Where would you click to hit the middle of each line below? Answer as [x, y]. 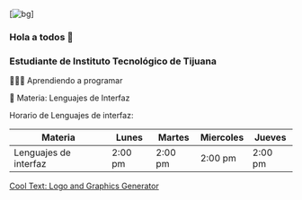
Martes [173, 137]
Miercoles [222, 137]
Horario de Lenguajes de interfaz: [71, 116]
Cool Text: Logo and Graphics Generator [84, 186]
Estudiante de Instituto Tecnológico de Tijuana [113, 61]
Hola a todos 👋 [41, 37]
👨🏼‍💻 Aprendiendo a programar [66, 81]
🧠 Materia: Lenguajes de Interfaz [70, 98]
